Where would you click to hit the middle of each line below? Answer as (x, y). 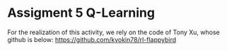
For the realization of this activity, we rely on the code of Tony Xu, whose (114, 32)
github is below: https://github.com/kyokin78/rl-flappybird (92, 39)
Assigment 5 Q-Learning (81, 13)
